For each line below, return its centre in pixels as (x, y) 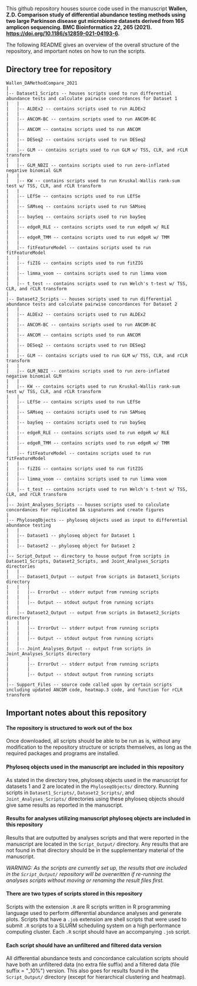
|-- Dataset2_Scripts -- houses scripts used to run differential (89, 299)
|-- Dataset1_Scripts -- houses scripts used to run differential (89, 93)
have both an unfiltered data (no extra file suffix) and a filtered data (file (93, 965)
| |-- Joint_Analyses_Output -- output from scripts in (79, 649)
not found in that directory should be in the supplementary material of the (95, 850)
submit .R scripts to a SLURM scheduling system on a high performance (94, 925)
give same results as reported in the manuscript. (65, 805)
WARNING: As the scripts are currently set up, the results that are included (97, 868)
